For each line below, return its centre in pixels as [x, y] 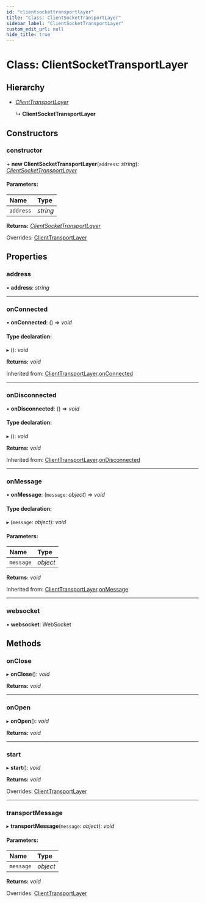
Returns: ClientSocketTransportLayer [53, 226]
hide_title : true [28, 35]
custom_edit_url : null [35, 29]
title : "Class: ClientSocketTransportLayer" [64, 18]
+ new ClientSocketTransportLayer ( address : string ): [73, 164]
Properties [27, 257]
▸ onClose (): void [28, 674]
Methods [24, 644]
